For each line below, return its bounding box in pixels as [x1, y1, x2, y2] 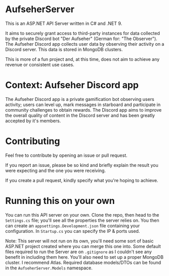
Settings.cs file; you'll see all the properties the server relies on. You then [5, 217, 159, 223]
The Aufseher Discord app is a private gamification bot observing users [5, 96, 154, 102]
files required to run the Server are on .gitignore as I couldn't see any [5, 249, 152, 255]
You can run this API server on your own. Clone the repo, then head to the [5, 212, 159, 218]
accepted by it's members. [5, 118, 61, 124]
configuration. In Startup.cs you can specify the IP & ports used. [5, 228, 140, 234]
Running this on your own [5, 195, 115, 206]
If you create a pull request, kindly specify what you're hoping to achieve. [5, 177, 158, 183]
